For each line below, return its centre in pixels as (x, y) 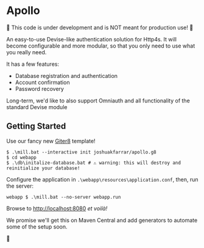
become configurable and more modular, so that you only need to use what (101, 46)
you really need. (26, 52)
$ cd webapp (21, 157)
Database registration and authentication (66, 76)
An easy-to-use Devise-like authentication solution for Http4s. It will (91, 39)
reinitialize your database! (43, 168)
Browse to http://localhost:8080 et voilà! (57, 208)
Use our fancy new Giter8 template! (51, 141)
